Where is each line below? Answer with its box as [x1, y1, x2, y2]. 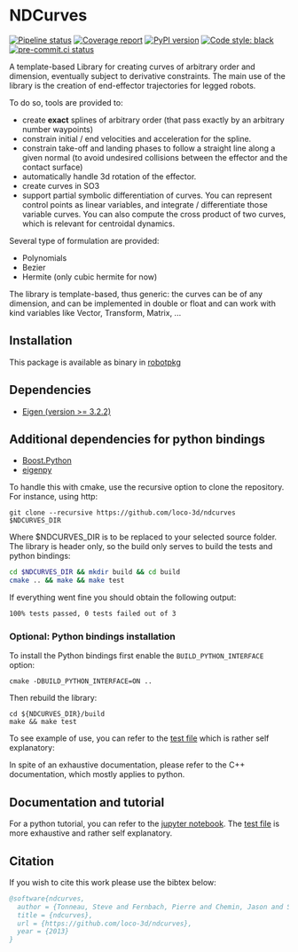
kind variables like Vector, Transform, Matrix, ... [9, 307, 182, 318]
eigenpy [21, 465, 52, 476]
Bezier [21, 262, 46, 272]
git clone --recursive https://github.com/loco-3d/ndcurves [9, 508, 237, 517]
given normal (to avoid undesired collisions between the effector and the [21, 152, 288, 162]
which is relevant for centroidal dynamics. [21, 218, 176, 229]
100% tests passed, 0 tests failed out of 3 [9, 610, 176, 618]
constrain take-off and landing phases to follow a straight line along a [21, 143, 276, 153]
